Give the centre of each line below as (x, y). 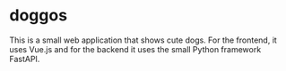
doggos (39, 16)
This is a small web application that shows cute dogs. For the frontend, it (143, 40)
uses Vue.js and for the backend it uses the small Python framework (135, 49)
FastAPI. (25, 59)
